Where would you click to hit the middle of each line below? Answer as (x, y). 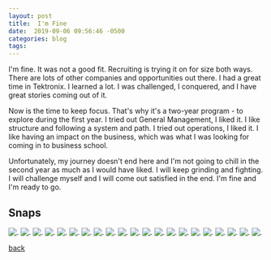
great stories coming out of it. (58, 95)
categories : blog (38, 39)
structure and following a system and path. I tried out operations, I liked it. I (133, 128)
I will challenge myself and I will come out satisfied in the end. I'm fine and (133, 179)
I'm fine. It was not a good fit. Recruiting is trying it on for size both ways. (131, 69)
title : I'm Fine (38, 24)
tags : (17, 46)
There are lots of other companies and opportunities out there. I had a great (135, 78)
